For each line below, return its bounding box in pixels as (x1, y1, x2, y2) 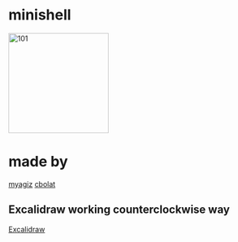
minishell (8, 6, 71, 24)
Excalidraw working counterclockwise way (8, 203, 230, 217)
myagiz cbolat (8, 179, 56, 188)
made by (8, 153, 68, 171)
